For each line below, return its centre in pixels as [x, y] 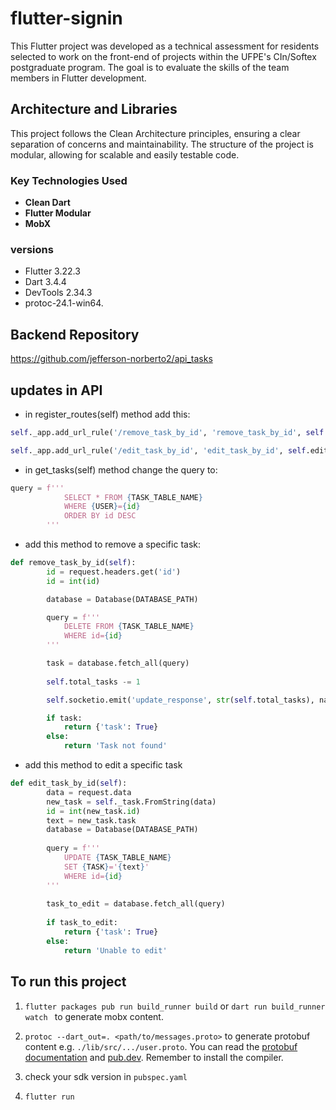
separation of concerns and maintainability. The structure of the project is [162, 144]
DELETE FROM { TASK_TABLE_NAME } [129, 627]
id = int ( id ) [73, 581]
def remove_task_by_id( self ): [73, 563]
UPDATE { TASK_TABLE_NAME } [117, 858]
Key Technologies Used [69, 180]
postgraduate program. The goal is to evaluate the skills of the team [150, 67]
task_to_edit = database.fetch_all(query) [136, 904]
